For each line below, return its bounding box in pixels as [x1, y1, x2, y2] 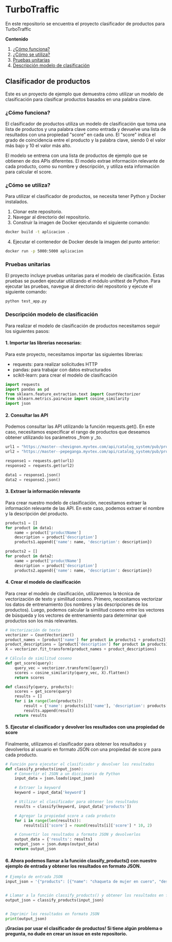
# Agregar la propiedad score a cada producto [14, 813, 116, 818]
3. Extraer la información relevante [5, 488, 81, 495]
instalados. [5, 199, 29, 205]
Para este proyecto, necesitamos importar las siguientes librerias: [5, 351, 143, 357]
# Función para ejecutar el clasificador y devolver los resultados [5, 761, 155, 767]
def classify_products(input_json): [5, 766, 83, 772]
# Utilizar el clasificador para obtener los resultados [14, 799, 139, 804]
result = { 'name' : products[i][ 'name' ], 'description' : [24, 703, 145, 709]
